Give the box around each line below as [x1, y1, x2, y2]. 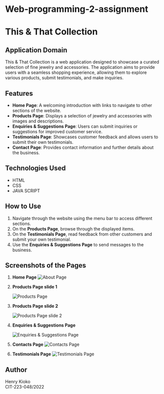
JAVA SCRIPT [12, 187, 41, 194]
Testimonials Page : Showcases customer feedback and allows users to [12, 134, 159, 140]
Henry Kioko [5, 379, 31, 385]
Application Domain [5, 46, 68, 54]
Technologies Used [5, 164, 66, 172]
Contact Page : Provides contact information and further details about [12, 145, 154, 150]
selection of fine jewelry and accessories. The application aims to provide [5, 64, 155, 70]
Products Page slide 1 [12, 284, 58, 290]
